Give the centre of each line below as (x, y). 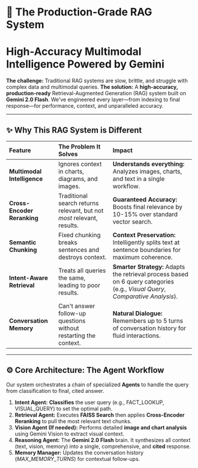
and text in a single (139, 179)
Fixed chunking (80, 235)
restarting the (77, 335)
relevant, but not (81, 211)
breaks (68, 242)
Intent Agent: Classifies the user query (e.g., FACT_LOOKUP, (89, 402)
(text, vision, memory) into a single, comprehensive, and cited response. (103, 446)
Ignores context (80, 164)
